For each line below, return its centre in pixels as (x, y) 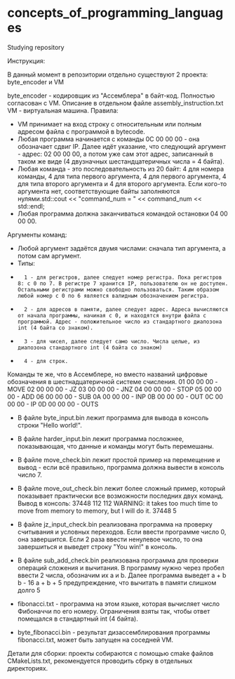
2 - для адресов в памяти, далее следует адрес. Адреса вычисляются (126, 309)
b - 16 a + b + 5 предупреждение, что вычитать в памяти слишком (117, 582)
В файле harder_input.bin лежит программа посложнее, (101, 439)
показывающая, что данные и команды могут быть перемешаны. (115, 446)
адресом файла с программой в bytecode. (81, 131)
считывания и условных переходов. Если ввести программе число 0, (122, 532)
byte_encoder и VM (36, 81)
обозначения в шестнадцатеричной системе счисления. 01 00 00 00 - (113, 381)
